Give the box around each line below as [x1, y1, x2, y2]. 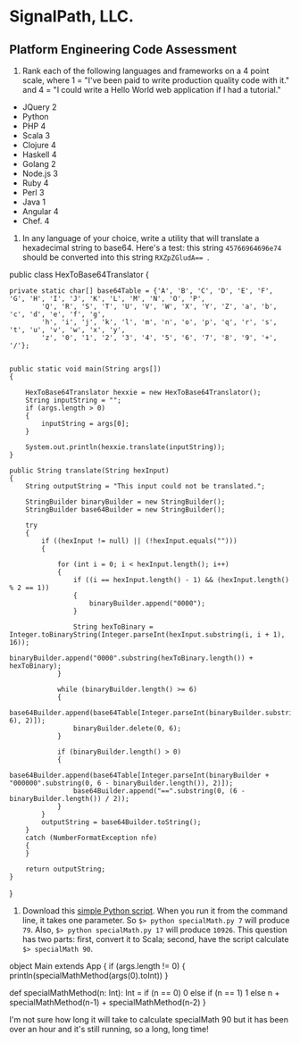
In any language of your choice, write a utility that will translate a [21, 233, 260, 243]
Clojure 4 [21, 140, 56, 150]
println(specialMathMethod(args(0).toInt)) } [9, 971, 169, 980]
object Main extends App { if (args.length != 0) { [9, 961, 186, 971]
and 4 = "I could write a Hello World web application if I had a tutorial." [21, 85, 281, 95]
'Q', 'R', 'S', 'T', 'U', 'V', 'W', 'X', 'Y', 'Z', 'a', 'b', [41, 302, 278, 311]
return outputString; [25, 864, 105, 873]
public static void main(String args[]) [9, 364, 162, 373]
